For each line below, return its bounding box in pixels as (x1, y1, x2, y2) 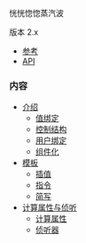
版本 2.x (9, 27, 39, 38)
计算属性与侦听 (21, 202, 77, 213)
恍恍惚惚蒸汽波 (9, 8, 64, 18)
